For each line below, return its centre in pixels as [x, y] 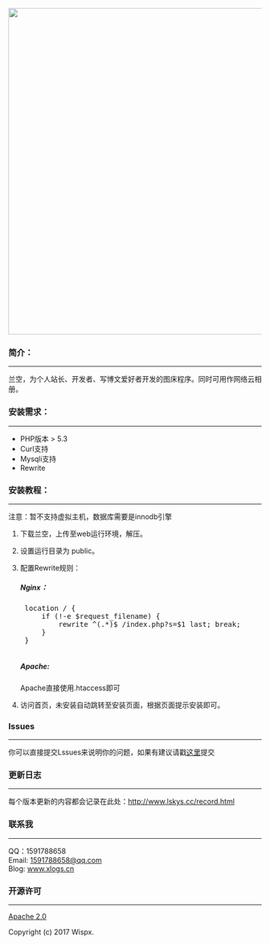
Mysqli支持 [38, 459]
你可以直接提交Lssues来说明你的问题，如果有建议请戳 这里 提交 [112, 752]
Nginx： [34, 587]
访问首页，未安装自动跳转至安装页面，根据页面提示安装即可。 [122, 705]
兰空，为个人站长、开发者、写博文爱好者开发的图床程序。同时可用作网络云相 [135, 379]
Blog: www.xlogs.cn [41, 869]
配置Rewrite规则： [50, 567]
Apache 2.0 [27, 917]
